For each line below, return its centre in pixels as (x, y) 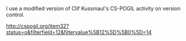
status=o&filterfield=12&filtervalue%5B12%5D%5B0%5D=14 (79, 32)
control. (15, 15)
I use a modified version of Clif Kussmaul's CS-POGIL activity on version (93, 8)
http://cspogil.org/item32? (37, 26)
